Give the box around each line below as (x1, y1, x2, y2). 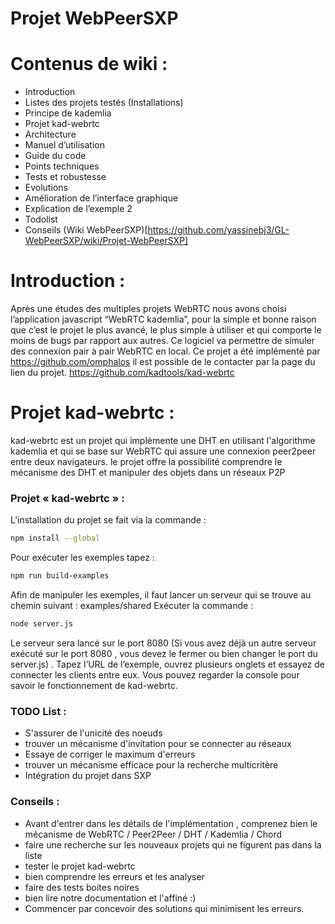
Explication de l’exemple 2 (24, 203, 133, 215)
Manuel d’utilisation (24, 139, 105, 151)
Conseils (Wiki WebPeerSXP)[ (24, 224, 148, 236)
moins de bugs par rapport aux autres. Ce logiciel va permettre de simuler (10, 335, 315, 347)
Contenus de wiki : (10, 53, 168, 76)
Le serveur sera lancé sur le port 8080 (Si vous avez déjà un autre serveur (10, 637, 317, 649)
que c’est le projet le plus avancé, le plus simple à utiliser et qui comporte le (10, 324, 322, 336)
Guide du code (24, 150, 87, 162)
